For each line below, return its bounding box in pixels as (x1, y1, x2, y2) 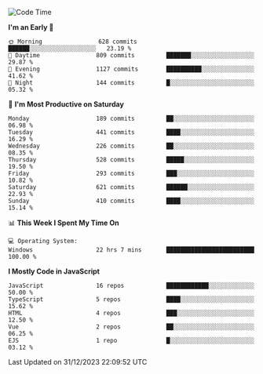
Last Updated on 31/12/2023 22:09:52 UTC (8, 358, 148, 366)
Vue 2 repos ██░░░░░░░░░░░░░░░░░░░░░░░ (8, 323, 255, 331)
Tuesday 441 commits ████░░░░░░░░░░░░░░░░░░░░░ (8, 129, 255, 136)
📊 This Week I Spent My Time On (8, 218, 119, 227)
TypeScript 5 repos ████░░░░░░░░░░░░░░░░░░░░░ (8, 296, 255, 303)
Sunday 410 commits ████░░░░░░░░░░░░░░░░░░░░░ (8, 197, 255, 205)
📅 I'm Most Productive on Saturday (8, 100, 124, 109)
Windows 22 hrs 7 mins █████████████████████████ (8, 246, 255, 254)
